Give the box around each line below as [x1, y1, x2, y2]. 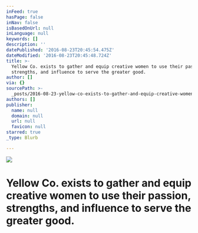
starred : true [6, 129, 41, 136]
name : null [11, 107, 38, 113]
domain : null [11, 113, 44, 119]
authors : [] [6, 96, 35, 102]
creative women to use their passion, [6, 189, 192, 202]
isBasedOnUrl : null [6, 25, 54, 31]
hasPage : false [6, 14, 44, 20]
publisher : [6, 101, 33, 108]
